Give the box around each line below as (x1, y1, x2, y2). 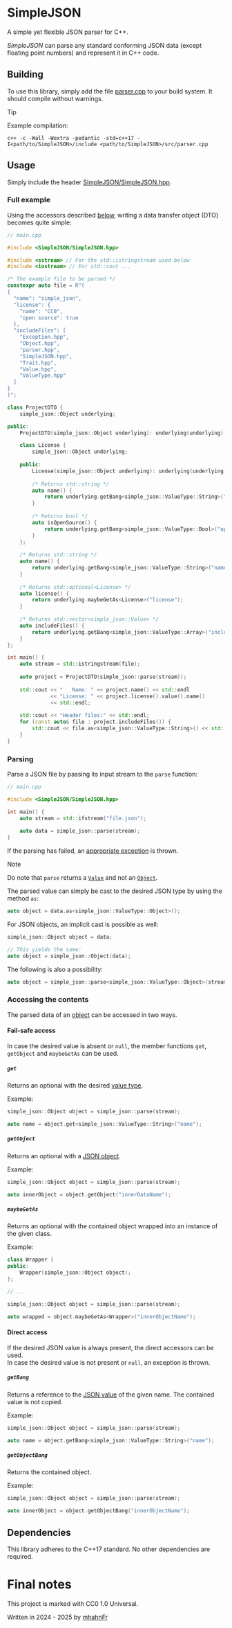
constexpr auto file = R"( (7, 282, 85, 289)
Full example (7, 195, 50, 205)
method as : (7, 894, 39, 903)
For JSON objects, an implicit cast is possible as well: (7, 920, 159, 929)
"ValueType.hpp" (19, 372, 67, 379)
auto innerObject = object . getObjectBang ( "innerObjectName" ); (7, 1507, 190, 1514)
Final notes (7, 1577, 72, 1593)
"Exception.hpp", (19, 334, 70, 341)
